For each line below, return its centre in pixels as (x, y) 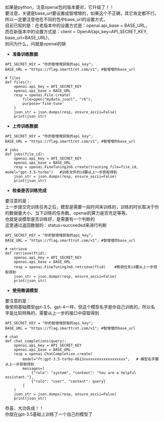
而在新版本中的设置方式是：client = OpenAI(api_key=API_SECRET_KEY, (76, 31)
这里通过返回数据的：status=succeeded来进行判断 (56, 225)
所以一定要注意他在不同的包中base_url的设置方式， (56, 19)
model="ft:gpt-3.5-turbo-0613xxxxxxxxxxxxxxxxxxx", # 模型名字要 (91, 359)
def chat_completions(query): (36, 341)
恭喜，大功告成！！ (24, 408)
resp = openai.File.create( (42, 95)
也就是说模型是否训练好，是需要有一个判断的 (50, 219)
